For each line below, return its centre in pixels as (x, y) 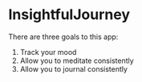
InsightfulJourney (69, 15)
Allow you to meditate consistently (77, 61)
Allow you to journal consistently (74, 68)
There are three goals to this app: (63, 37)
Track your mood (48, 52)
